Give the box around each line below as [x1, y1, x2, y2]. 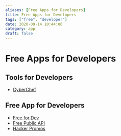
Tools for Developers [5, 73, 73, 82]
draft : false [5, 31, 33, 36]
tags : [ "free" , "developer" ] [5, 17, 67, 22]
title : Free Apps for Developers [5, 12, 77, 17]
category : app [5, 26, 36, 31]
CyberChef [12, 87, 36, 92]
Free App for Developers [5, 101, 85, 110]
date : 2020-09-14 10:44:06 [5, 21, 63, 27]
